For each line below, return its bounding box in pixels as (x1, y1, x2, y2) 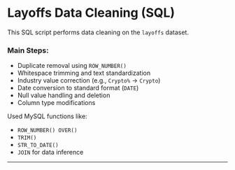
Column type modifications (17, 99, 96, 107)
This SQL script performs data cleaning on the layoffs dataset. (7, 28, 189, 36)
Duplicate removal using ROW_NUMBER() (17, 62, 127, 70)
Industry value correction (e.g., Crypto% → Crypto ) (17, 76, 161, 85)
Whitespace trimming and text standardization (17, 69, 151, 78)
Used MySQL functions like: (7, 112, 87, 120)
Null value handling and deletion (17, 91, 111, 99)
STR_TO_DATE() (17, 142, 59, 149)
